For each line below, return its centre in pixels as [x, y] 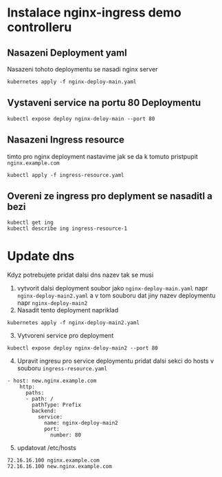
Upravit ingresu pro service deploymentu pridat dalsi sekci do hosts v [115, 361]
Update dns [41, 256]
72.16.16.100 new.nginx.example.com [59, 467]
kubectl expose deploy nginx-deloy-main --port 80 [81, 118]
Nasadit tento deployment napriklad [68, 310]
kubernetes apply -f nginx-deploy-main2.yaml [73, 323]
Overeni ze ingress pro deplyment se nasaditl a [110, 197]
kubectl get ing [30, 223]
